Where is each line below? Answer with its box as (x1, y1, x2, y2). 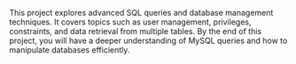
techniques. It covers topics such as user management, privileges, (9, 17, 252, 27)
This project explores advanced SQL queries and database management (9, 8, 274, 18)
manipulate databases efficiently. (9, 45, 130, 55)
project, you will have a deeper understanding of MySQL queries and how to (9, 35, 288, 46)
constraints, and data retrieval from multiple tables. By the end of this (9, 26, 262, 36)
